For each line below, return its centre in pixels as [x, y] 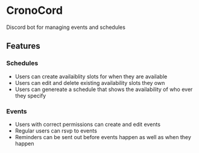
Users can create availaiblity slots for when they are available [91, 76]
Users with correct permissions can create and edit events [88, 124]
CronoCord [35, 11]
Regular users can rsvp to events [56, 131]
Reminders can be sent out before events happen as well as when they [103, 137]
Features [23, 46]
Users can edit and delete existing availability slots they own [90, 83]
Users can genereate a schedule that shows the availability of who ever [104, 89]
